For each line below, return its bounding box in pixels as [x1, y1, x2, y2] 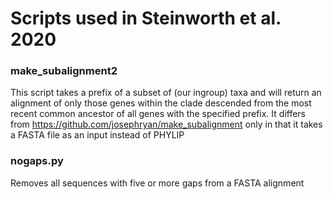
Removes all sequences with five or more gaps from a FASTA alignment [10, 177, 305, 189]
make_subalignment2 [10, 64, 118, 78]
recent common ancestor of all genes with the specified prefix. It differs [10, 108, 306, 120]
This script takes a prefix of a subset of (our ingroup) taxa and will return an [10, 87, 322, 99]
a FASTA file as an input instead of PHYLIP [10, 129, 185, 141]
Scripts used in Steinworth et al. [10, 7, 282, 30]
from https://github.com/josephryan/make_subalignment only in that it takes [10, 118, 323, 131]
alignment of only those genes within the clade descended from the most [10, 97, 312, 109]
